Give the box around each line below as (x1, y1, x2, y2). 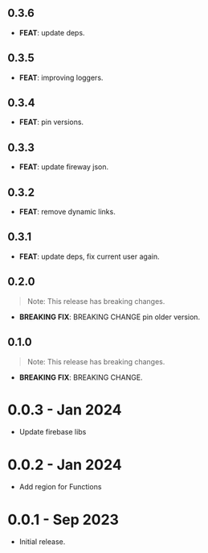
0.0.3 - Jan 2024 (7, 401, 122, 418)
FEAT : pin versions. (18, 117, 84, 127)
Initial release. (18, 537, 66, 547)
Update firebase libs (18, 427, 87, 437)
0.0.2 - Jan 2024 (7, 455, 122, 474)
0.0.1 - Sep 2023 (7, 510, 120, 529)
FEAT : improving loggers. (18, 73, 104, 82)
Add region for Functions (18, 482, 102, 492)
